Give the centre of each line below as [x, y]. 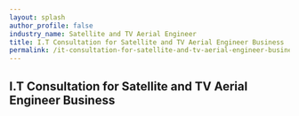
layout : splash [37, 17]
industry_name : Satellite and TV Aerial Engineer [103, 34]
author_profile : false [51, 26]
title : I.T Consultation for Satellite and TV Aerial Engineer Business [147, 42]
